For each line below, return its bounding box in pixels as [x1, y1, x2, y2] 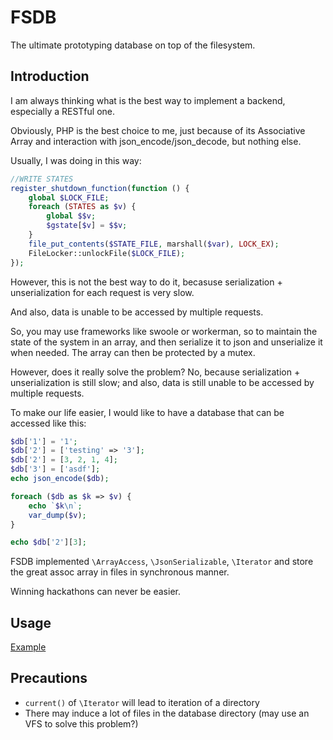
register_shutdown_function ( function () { [10, 183, 190, 193]
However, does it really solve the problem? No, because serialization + [10, 366, 301, 378]
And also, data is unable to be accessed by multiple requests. [10, 306, 264, 318]
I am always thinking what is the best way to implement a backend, [10, 94, 286, 106]
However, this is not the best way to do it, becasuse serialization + [10, 276, 283, 288]
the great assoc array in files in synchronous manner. [10, 566, 230, 578]
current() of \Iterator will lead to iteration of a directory [24, 696, 260, 708]
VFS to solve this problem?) [24, 717, 139, 730]
